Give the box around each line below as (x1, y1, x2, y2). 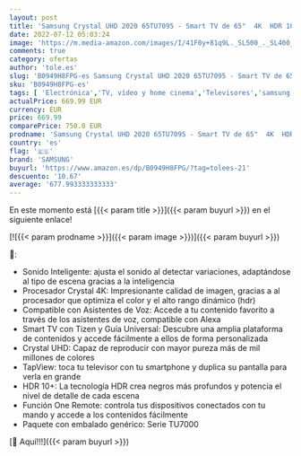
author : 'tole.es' (9, 64, 78, 73)
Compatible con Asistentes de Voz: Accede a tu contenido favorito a (21, 304, 275, 315)
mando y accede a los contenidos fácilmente (21, 409, 188, 420)
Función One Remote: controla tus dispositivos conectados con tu (21, 400, 266, 411)
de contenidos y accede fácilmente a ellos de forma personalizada (21, 333, 269, 344)
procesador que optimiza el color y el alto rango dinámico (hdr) (21, 295, 256, 306)
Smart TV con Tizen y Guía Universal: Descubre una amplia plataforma (21, 324, 284, 335)
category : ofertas (9, 55, 78, 64)
